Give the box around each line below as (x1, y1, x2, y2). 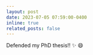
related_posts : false (6, 25, 61, 32)
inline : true (6, 20, 39, 26)
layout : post (6, 8, 39, 15)
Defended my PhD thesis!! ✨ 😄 (6, 42, 84, 49)
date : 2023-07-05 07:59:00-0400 (6, 14, 87, 20)
